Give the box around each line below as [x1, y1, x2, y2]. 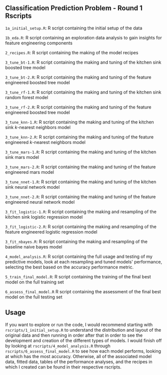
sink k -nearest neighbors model [5, 124, 71, 130]
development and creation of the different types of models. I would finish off [5, 337, 162, 343]
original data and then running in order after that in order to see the [5, 332, 143, 338]
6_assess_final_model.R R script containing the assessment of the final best [5, 288, 161, 294]
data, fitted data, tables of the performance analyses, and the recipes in [5, 359, 153, 365]
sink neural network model [5, 184, 60, 190]
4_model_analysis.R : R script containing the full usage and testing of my [5, 253, 153, 259]
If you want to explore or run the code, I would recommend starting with [5, 321, 153, 328]
